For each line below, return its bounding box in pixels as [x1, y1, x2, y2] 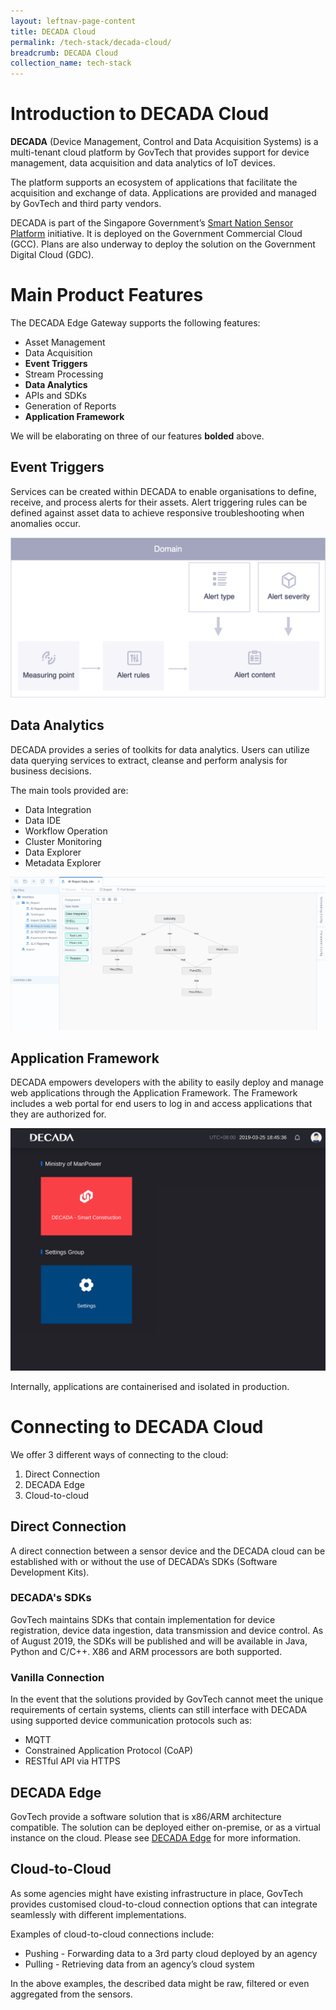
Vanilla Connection [10, 1670, 105, 1684]
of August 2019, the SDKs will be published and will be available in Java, [10, 1635, 308, 1647]
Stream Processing [24, 368, 104, 380]
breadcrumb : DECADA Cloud [10, 48, 118, 58]
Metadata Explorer [24, 856, 102, 869]
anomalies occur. [10, 517, 82, 529]
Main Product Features [10, 284, 204, 307]
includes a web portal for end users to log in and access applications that [10, 1097, 313, 1109]
